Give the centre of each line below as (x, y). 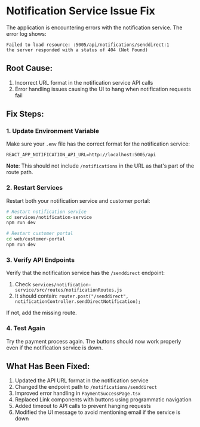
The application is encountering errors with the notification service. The (95, 27)
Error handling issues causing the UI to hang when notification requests (103, 89)
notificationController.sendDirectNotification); (78, 302)
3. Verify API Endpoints (41, 259)
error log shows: (26, 33)
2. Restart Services (35, 188)
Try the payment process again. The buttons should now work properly (94, 341)
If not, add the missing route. (41, 313)
